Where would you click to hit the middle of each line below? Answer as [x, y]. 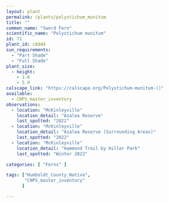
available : [19, 94]
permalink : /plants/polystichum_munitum [56, 17]
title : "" [18, 22]
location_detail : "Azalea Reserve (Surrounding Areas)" [87, 132]
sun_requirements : [28, 50]
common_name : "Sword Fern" [39, 28]
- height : [23, 72]
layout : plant [23, 11]
